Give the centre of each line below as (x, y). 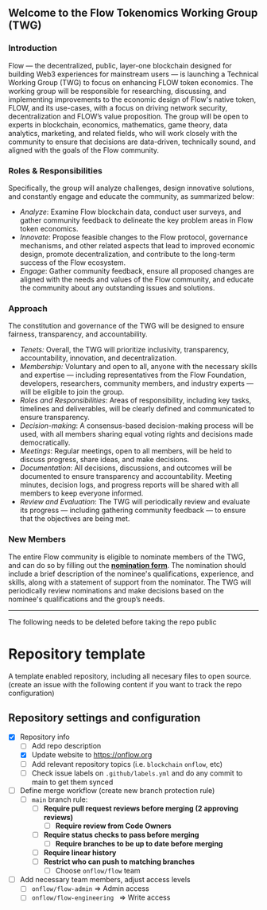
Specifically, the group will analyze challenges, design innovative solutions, (131, 188)
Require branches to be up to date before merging (139, 843)
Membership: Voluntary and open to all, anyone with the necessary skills (138, 367)
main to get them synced (72, 782)
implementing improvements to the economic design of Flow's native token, (132, 99)
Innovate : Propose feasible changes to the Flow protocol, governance (134, 237)
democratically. (45, 443)
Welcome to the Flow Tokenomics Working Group (133, 13)
